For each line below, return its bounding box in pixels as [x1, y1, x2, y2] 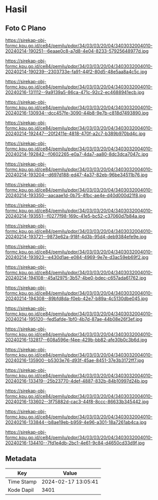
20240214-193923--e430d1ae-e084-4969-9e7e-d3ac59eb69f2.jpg [5, 254, 149, 260]
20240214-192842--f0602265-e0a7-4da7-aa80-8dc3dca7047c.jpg [5, 151, 148, 157]
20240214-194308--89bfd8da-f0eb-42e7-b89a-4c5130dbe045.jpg [5, 295, 148, 302]
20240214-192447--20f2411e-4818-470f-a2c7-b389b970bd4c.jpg [5, 130, 146, 137]
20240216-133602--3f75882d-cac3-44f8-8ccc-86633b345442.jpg [5, 398, 149, 405]
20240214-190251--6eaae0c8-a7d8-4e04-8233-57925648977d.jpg [5, 48, 149, 54]
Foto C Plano [5, 24, 46, 32]
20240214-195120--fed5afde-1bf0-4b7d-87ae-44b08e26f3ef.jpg [5, 316, 142, 322]
